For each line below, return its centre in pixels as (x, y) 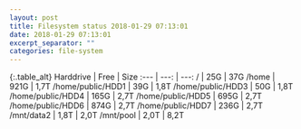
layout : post (34, 18)
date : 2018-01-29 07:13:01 (60, 34)
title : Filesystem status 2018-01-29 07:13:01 (99, 26)
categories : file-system (56, 51)
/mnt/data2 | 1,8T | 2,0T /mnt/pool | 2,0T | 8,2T (97, 115)
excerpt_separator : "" (52, 43)
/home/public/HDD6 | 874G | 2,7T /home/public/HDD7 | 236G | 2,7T (136, 106)
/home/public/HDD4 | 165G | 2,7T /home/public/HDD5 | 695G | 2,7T (136, 97)
